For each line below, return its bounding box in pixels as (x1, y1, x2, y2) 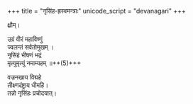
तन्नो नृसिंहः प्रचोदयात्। (7, 89, 57, 97)
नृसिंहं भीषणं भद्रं (7, 51, 42, 59)
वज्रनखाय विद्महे (7, 73, 41, 81)
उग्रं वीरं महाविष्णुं (7, 35, 43, 43)
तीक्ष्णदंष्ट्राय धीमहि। (7, 81, 49, 89)
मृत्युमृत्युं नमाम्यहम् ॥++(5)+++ (7, 59, 82, 67)
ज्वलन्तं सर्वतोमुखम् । (7, 43, 55, 51)
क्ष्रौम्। (7, 21, 21, 29)
